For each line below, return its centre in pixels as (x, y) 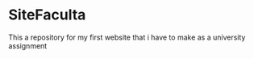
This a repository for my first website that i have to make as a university (127, 37)
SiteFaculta (47, 15)
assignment (28, 45)
